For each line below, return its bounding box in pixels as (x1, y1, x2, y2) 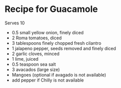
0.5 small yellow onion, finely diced (11, 29, 84, 35)
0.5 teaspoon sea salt (11, 61, 56, 67)
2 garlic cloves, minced (11, 51, 60, 57)
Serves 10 (4, 20, 25, 26)
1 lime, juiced (11, 56, 39, 62)
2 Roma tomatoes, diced (11, 35, 62, 41)
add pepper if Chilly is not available (11, 77, 84, 83)
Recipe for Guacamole (4, 3, 98, 15)
